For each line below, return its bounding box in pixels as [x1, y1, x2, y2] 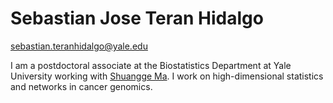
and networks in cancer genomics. [10, 80, 153, 92]
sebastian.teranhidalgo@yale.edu [10, 40, 148, 52]
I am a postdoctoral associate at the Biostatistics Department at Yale [10, 59, 292, 71]
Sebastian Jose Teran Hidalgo [10, 7, 264, 30]
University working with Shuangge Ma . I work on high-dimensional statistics [10, 70, 324, 82]
